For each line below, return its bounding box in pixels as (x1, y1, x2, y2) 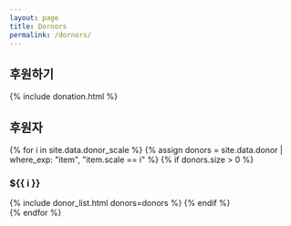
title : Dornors (9, 22, 68, 31)
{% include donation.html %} (9, 91, 119, 102)
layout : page (9, 13, 59, 23)
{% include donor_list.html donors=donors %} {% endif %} (9, 198, 231, 209)
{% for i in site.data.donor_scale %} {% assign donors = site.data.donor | (9, 145, 283, 155)
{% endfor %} (9, 207, 62, 219)
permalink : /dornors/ (9, 30, 92, 39)
